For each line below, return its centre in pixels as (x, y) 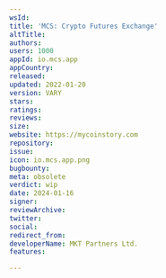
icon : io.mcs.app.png (50, 160)
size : (19, 127)
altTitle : (28, 34)
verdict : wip (34, 185)
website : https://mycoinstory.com (74, 135)
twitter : (26, 218)
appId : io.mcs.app (44, 59)
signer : (24, 202)
